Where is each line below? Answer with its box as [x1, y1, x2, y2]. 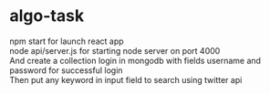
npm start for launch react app [9, 36, 125, 47]
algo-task [9, 5, 85, 26]
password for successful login [9, 65, 123, 76]
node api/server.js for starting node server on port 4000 [9, 45, 221, 56]
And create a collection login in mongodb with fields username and [9, 55, 262, 66]
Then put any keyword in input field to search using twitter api [9, 74, 243, 85]
